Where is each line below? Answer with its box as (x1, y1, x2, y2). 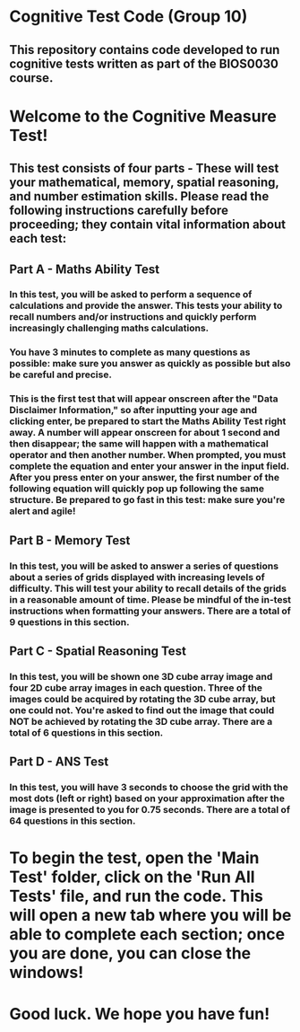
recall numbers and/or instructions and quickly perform (9, 311, 257, 323)
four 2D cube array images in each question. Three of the (9, 681, 262, 693)
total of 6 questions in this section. (9, 726, 164, 738)
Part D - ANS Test (9, 754, 109, 770)
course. (9, 70, 54, 85)
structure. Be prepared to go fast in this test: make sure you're (9, 494, 286, 507)
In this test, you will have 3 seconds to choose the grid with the (9, 781, 289, 794)
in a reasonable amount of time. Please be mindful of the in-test (9, 593, 292, 605)
